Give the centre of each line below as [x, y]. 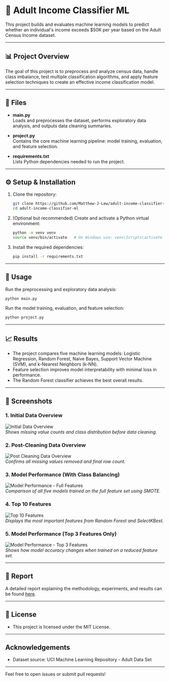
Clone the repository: [35, 194]
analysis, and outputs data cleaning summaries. [62, 126]
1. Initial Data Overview [34, 415]
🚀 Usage [18, 277]
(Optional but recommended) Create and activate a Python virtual [81, 218]
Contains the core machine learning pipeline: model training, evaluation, [88, 141]
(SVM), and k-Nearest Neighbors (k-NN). [55, 364]
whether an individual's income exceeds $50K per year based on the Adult [83, 29]
